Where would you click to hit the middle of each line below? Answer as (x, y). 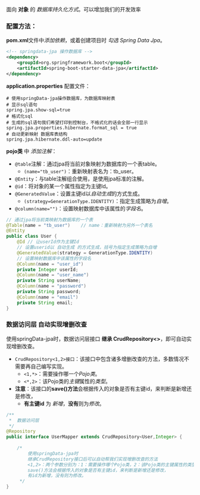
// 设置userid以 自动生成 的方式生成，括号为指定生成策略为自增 (87, 247)
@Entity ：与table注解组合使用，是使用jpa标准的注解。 (81, 179)
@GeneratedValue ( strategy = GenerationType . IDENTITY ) (85, 253)
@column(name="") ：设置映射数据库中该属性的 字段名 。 (81, 208)
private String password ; (49, 292)
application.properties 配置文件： (48, 86)
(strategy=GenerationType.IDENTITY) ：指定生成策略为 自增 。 (98, 201)
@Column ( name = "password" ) (51, 286)
